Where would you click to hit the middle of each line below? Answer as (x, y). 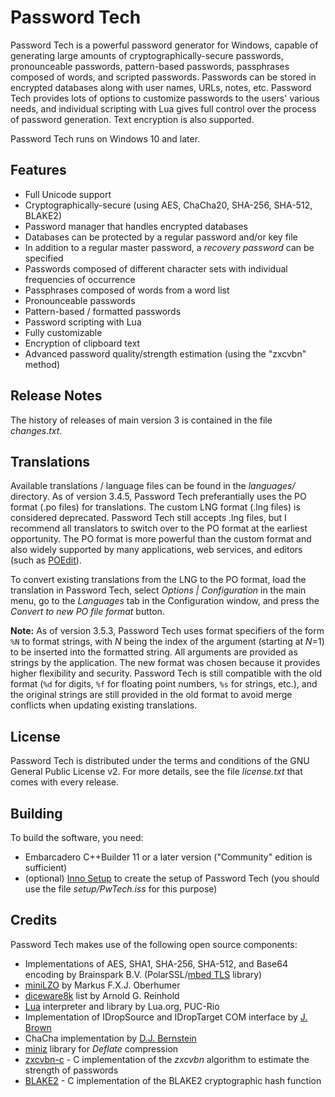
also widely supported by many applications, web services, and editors (156, 550)
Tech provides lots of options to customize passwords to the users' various (165, 98)
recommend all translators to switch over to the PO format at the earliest (159, 528)
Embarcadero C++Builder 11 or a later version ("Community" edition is (168, 857)
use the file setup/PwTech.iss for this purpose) (121, 889)
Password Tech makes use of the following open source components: (154, 944)
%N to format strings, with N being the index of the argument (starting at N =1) (167, 642)
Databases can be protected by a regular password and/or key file (161, 237)
